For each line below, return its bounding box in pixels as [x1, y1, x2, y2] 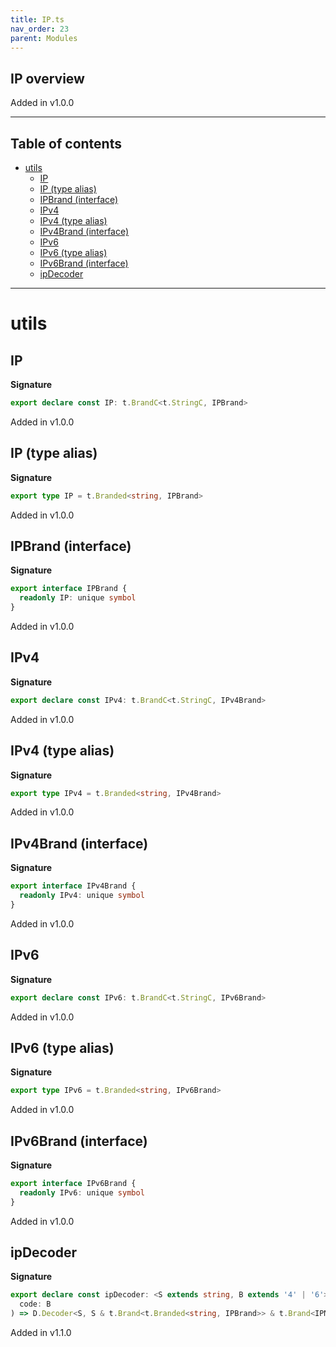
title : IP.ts [10, 14, 65, 25]
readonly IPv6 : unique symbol [19, 1187, 145, 1198]
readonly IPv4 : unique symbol [19, 891, 145, 901]
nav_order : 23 [10, 24, 70, 34]
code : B [19, 1299, 52, 1310]
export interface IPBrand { [10, 584, 128, 594]
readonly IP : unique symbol [19, 593, 137, 603]
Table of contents [10, 135, 122, 152]
